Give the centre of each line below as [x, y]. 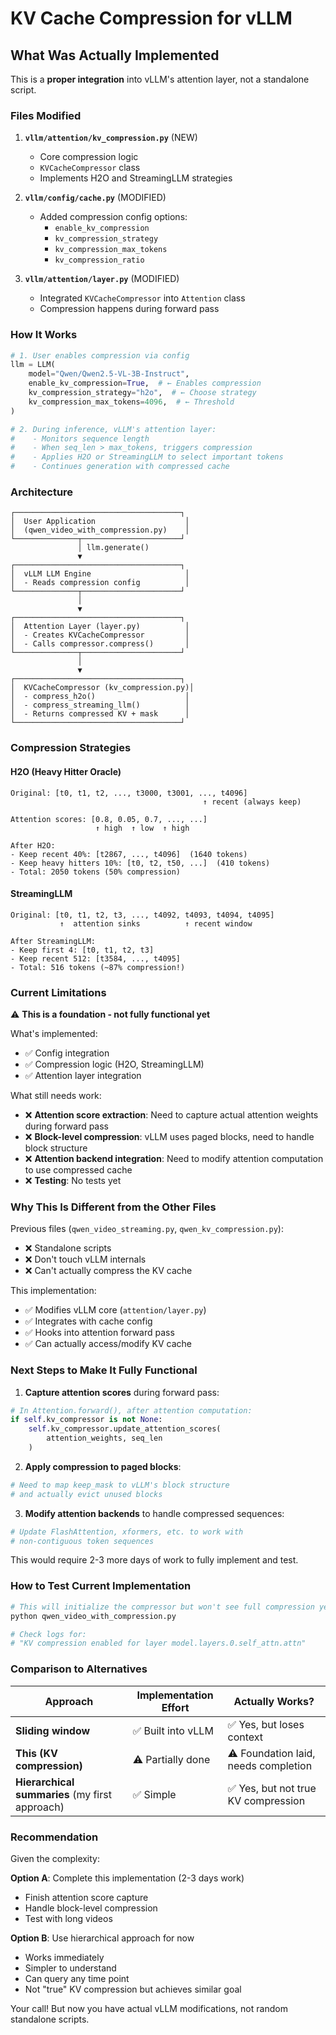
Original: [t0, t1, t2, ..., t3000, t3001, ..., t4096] [129, 793]
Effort [175, 1707]
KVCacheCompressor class [90, 168]
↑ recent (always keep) [252, 802]
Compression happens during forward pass [129, 309]
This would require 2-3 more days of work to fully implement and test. [154, 1560]
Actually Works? [274, 1701]
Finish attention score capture [86, 1897]
